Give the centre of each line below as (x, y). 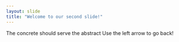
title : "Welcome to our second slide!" (55, 17)
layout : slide (23, 11)
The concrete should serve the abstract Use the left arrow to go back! (90, 33)
